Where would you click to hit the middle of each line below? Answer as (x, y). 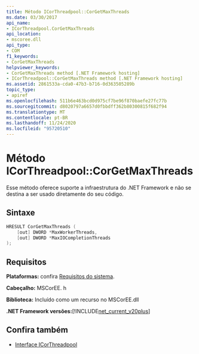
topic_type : (21, 90)
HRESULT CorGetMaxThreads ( (41, 226)
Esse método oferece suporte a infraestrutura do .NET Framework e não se (99, 187)
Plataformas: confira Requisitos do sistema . (60, 277)
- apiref (17, 95)
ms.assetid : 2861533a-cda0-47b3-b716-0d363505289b (71, 84)
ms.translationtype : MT (36, 112)
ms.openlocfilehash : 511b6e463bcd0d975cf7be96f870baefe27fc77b (87, 101)
